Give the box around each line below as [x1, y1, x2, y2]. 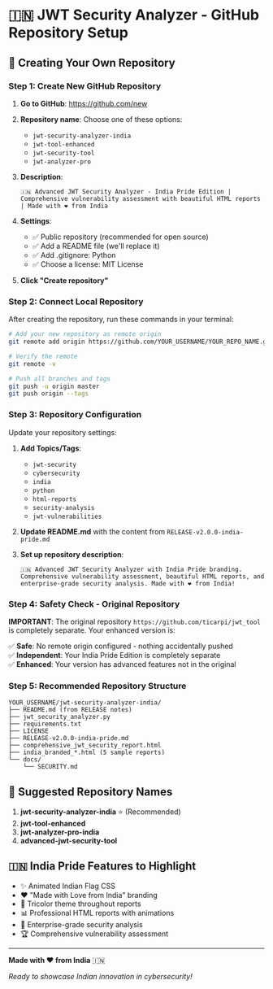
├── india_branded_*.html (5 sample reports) [8, 748, 165, 757]
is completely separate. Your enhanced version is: [8, 625, 176, 635]
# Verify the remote [8, 352, 79, 360]
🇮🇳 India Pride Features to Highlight [8, 860, 197, 874]
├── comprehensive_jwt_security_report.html [8, 742, 162, 750]
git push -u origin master [8, 382, 100, 390]
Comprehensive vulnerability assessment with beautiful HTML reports [19, 194, 262, 203]
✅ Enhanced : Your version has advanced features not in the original [8, 659, 236, 669]
